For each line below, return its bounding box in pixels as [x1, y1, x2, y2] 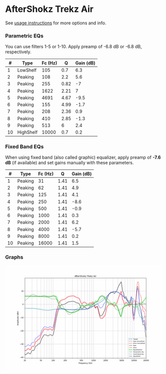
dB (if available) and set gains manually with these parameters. [5, 160, 134, 166]
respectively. [5, 49, 31, 55]
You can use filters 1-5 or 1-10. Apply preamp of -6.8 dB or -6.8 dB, [5, 44, 142, 50]
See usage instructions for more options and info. [5, 20, 107, 26]
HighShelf [17, 129, 38, 135]
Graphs [5, 254, 23, 261]
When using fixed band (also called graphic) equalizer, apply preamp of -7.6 [5, 154, 161, 160]
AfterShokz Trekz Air [5, 3, 93, 15]
